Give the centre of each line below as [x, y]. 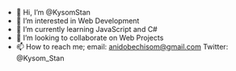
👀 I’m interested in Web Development [78, 21]
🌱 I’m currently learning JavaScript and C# [86, 29]
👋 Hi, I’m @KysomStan [53, 12]
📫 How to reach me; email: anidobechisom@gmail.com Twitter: [122, 47]
